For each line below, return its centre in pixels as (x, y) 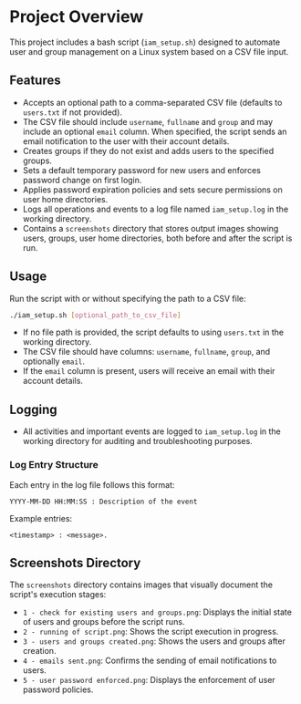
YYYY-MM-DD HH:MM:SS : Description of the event (104, 502)
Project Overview (77, 17)
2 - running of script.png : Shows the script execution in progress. (150, 632)
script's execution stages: (58, 595)
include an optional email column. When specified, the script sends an (155, 131)
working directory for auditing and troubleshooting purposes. (137, 441)
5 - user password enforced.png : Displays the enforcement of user (149, 680)
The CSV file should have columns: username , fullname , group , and (146, 352)
